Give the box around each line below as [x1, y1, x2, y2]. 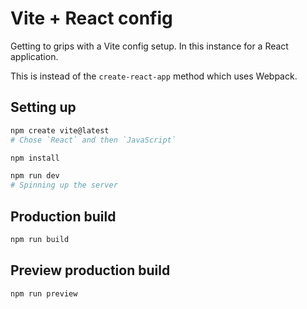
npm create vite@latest [10, 125, 110, 136]
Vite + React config [10, 7, 173, 30]
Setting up [10, 99, 77, 116]
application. [10, 50, 59, 62]
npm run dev [10, 171, 60, 181]
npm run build [10, 234, 70, 244]
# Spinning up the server [10, 180, 118, 191]
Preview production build [10, 262, 171, 279]
